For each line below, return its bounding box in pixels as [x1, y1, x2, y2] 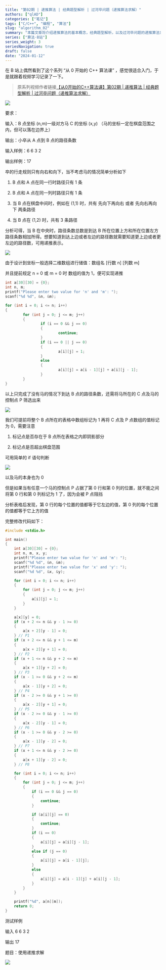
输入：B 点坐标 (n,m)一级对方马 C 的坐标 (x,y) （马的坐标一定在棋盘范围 [5, 121, 151, 127]
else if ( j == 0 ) [31, 849, 68, 854]
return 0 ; [14, 904, 35, 909]
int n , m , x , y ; [14, 551, 48, 556]
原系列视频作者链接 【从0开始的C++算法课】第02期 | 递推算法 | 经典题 [17, 84, 159, 90]
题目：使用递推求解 [5, 949, 44, 955]
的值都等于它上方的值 [5, 508, 48, 514]
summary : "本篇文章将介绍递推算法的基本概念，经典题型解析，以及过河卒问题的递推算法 [5, 30, 160, 35]
